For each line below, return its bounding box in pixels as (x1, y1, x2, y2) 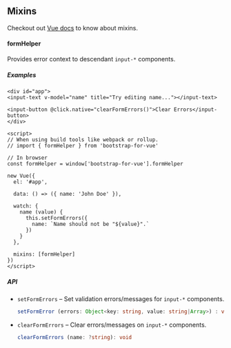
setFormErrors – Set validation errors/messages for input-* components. (17, 294, 225, 303)
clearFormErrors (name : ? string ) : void (17, 334, 132, 340)
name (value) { (19, 208, 63, 216)
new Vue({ (7, 172, 36, 179)
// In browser (7, 154, 48, 161)
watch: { (13, 203, 39, 209)
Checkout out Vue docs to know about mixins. (7, 23, 139, 32)
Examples (7, 70, 37, 79)
